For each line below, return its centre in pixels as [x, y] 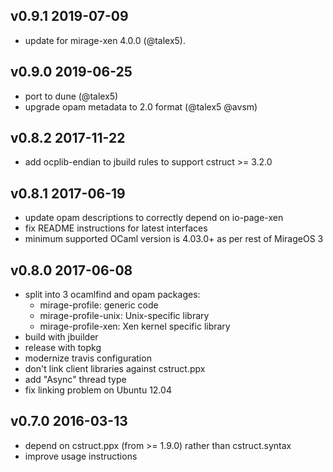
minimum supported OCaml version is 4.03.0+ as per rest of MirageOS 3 [174, 239]
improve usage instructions [81, 456]
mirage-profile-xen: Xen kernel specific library [135, 326]
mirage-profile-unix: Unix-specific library [124, 316]
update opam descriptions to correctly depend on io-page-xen [154, 218]
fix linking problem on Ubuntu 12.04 [98, 390]
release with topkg [63, 348]
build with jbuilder [61, 337]
